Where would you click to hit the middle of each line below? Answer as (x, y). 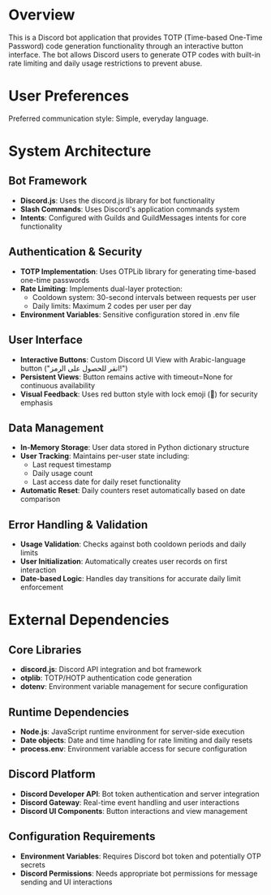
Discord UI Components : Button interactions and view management (134, 811)
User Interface (46, 340)
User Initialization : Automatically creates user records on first (124, 562)
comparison (40, 499)
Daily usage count (62, 473)
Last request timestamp (72, 465)
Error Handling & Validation (78, 525)
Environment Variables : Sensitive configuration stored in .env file (130, 315)
